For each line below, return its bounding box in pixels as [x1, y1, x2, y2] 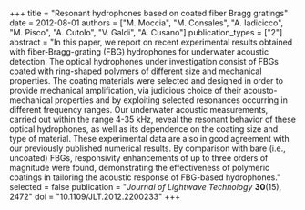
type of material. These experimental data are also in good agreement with [9, 134, 290, 144]
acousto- [243, 85, 278, 95]
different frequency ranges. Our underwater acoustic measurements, [9, 105, 269, 115]
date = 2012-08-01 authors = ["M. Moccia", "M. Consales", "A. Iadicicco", [9, 17, 284, 28]
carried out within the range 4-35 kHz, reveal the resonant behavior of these [9, 114, 296, 125]
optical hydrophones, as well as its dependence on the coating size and [9, 124, 279, 135]
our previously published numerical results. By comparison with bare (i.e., [9, 143, 286, 154]
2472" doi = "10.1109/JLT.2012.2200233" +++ [9, 191, 180, 202]
